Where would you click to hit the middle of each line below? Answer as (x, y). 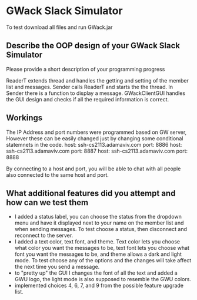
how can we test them (47, 202)
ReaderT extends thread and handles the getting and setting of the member (98, 80)
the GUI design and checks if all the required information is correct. (88, 99)
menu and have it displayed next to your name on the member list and (99, 223)
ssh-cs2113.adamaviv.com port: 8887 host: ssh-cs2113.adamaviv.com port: (97, 151)
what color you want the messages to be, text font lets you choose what (102, 248)
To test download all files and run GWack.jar (59, 27)
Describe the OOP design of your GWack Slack (93, 46)
